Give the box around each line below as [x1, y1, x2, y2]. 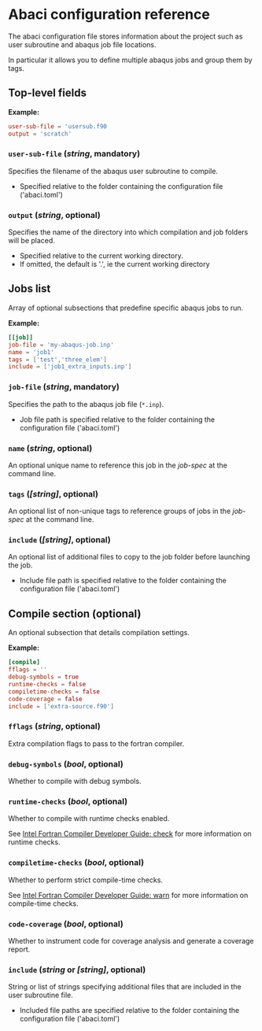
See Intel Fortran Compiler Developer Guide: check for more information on [8, 829, 252, 839]
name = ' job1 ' [8, 348, 55, 356]
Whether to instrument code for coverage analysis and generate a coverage [8, 936, 254, 945]
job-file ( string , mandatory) [8, 382, 120, 393]
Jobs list [8, 282, 51, 296]
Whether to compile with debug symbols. [8, 777, 142, 785]
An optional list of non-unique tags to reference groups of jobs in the [8, 506, 231, 516]
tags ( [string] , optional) [8, 488, 98, 499]
